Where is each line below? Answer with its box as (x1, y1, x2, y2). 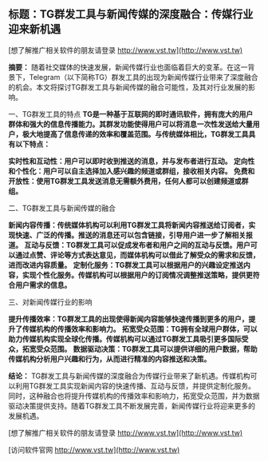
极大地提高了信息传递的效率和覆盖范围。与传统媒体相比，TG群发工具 (22, 129, 249, 138)
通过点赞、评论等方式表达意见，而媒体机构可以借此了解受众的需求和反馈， (14, 250, 260, 260)
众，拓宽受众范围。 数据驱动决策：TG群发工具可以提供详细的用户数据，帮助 (8, 344, 258, 353)
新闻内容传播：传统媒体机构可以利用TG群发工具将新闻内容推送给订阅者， (8, 220, 249, 229)
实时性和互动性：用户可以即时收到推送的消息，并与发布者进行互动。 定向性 (8, 156, 255, 165)
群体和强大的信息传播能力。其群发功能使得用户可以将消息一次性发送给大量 (8, 119, 253, 129)
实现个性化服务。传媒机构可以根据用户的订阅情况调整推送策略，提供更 (22, 270, 253, 280)
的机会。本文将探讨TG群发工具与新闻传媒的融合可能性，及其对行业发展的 (8, 82, 249, 92)
